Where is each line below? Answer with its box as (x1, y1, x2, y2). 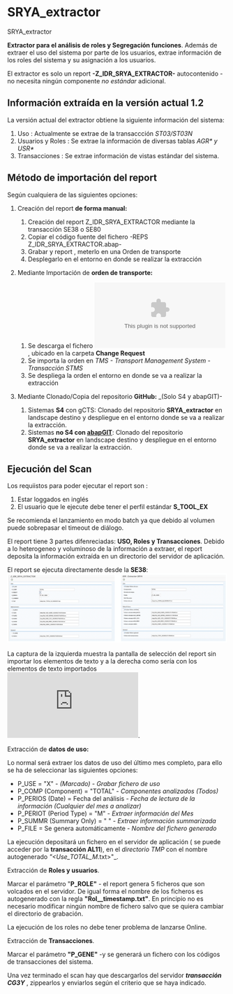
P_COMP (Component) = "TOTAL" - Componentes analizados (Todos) (17, 787, 218, 795)
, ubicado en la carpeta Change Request (27, 349, 145, 357)
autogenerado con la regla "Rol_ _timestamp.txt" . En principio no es (7, 895, 204, 903)
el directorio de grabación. (7, 909, 84, 918)
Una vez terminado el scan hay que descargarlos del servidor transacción (7, 971, 222, 980)
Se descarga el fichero (27, 341, 93, 350)
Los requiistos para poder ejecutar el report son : (7, 482, 148, 490)
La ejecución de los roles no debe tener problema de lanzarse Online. (7, 923, 207, 932)
